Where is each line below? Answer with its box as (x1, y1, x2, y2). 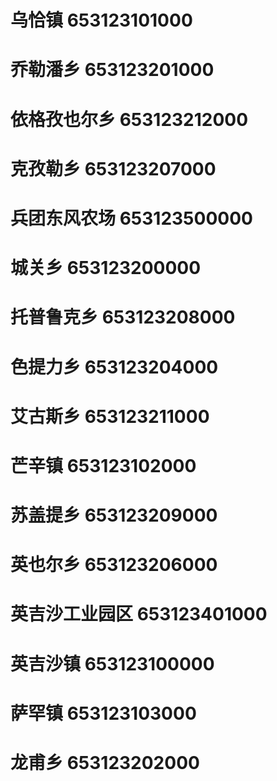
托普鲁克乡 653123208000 (10, 306, 236, 329)
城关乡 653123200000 (10, 257, 202, 280)
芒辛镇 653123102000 (10, 454, 197, 477)
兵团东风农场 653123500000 (10, 207, 253, 230)
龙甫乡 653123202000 (10, 752, 200, 774)
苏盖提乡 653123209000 (10, 504, 218, 527)
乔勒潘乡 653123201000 (10, 59, 215, 81)
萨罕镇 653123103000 (10, 702, 197, 725)
